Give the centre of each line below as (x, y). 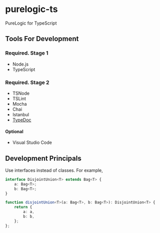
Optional (14, 131)
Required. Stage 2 (27, 82)
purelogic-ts (31, 9)
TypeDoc (22, 120)
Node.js (20, 64)
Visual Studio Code (32, 143)
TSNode (21, 93)
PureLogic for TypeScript (31, 23)
